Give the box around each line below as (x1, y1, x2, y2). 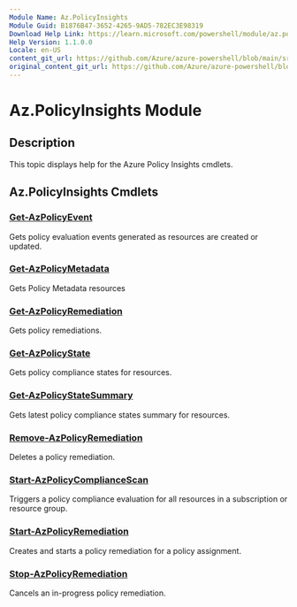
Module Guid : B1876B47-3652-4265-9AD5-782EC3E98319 (9, 21, 203, 30)
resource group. (9, 503, 68, 514)
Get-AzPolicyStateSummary (9, 389, 133, 402)
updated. (9, 241, 42, 251)
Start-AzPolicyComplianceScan (9, 473, 148, 486)
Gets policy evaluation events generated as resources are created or (9, 231, 259, 242)
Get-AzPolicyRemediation (9, 304, 123, 317)
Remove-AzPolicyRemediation (9, 431, 143, 443)
